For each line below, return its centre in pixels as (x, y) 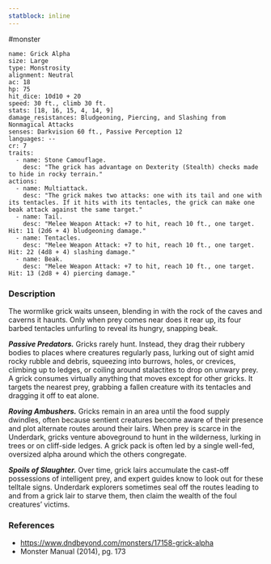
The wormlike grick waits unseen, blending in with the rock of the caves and (135, 311)
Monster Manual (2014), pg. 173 (73, 552)
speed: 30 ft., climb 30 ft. (57, 103)
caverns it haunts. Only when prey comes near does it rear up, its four (125, 320)
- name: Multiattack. (52, 188)
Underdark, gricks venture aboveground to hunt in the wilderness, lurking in (135, 437)
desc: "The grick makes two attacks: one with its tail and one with (143, 195)
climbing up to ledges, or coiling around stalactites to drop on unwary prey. (133, 370)
